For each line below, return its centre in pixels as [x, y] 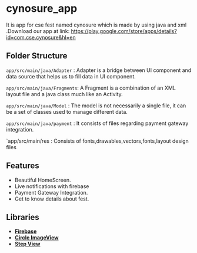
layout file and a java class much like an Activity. [65, 94]
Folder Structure [37, 56]
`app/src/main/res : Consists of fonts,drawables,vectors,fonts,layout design [98, 141]
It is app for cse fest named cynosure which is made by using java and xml [96, 25]
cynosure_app [42, 9]
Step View [27, 244]
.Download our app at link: [38, 31]
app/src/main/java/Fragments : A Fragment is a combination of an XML [91, 88]
